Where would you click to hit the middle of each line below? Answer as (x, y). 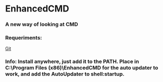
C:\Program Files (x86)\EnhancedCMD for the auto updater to (82, 68)
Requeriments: (24, 38)
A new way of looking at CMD (42, 24)
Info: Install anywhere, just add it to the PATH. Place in (72, 61)
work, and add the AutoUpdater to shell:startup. (65, 74)
